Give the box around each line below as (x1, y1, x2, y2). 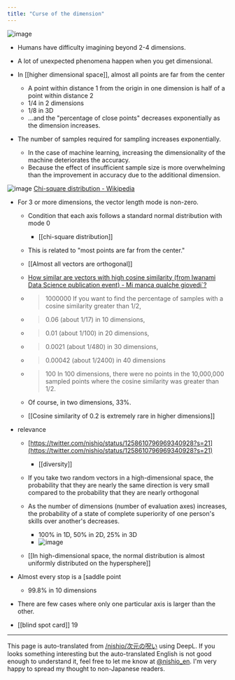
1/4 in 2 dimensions (27, 99, 84, 107)
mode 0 (27, 219, 50, 227)
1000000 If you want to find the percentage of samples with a (45, 294, 224, 302)
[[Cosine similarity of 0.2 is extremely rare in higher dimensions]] (27, 412, 215, 420)
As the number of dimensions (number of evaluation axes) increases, (27, 502, 227, 510)
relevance (17, 425, 47, 433)
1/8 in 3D (27, 106, 54, 114)
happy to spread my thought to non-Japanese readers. (7, 664, 166, 673)
